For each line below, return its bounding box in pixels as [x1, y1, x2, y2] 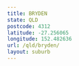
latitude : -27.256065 [7, 29, 69, 36]
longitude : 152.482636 [7, 36, 72, 43]
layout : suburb [7, 49, 51, 56]
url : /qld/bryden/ [7, 42, 60, 49]
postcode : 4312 [7, 23, 51, 30]
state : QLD [7, 16, 38, 23]
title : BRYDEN [7, 10, 48, 17]
